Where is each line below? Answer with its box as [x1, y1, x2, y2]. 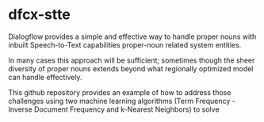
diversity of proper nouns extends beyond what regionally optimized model [8, 63, 254, 73]
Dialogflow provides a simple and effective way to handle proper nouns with [8, 32, 257, 41]
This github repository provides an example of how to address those [8, 87, 231, 97]
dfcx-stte [8, 6, 71, 24]
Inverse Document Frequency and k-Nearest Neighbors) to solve [8, 105, 220, 114]
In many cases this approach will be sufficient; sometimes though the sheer [8, 55, 255, 65]
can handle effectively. [8, 72, 82, 82]
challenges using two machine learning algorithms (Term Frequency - [8, 96, 235, 105]
